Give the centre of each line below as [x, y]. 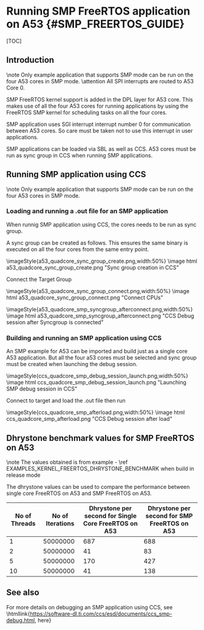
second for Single [110, 516]
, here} [43, 620]
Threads [23, 523]
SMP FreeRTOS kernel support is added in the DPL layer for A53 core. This [100, 99]
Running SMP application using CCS [76, 175]
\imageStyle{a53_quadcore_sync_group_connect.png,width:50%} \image [98, 291]
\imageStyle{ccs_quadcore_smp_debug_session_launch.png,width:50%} [97, 376]
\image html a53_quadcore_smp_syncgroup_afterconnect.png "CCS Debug [100, 316]
